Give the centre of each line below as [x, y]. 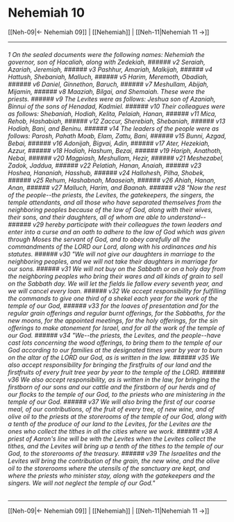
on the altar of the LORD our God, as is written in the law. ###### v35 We [114, 357]
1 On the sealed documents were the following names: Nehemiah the [106, 54]
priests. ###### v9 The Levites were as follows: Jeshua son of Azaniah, [112, 99]
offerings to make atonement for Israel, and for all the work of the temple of [116, 327]
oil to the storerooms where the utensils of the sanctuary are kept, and [109, 468]
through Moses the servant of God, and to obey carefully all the [99, 239]
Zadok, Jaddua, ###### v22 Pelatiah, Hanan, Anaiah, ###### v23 [105, 165]
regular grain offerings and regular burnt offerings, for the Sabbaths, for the [117, 313]
